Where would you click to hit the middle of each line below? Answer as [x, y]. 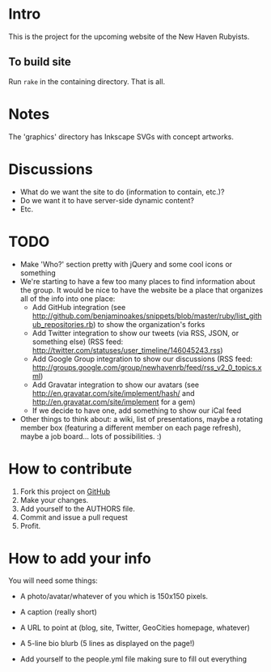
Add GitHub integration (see [79, 307]
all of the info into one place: [68, 298]
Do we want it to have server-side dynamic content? [107, 200]
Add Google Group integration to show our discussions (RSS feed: [142, 359]
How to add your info [80, 558]
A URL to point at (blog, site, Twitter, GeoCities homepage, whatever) [135, 627]
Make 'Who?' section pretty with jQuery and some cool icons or [126, 264]
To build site [40, 62]
